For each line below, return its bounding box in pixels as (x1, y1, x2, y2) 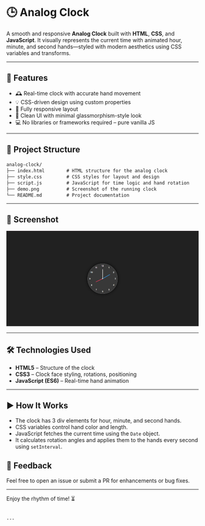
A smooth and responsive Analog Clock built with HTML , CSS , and (6, 29, 175, 37)
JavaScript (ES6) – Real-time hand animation (15, 377, 129, 384)
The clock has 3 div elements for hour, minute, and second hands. (15, 416, 182, 424)
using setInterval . (15, 443, 63, 450)
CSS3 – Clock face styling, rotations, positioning (15, 370, 137, 378)
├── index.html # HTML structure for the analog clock (6, 167, 168, 174)
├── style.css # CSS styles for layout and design (6, 173, 160, 180)
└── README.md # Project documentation (6, 192, 130, 198)
